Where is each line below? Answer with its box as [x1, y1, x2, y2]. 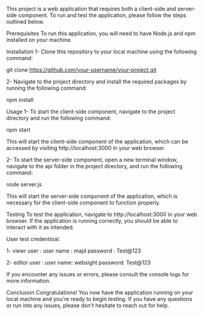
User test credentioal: [6, 235, 61, 242]
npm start [6, 126, 31, 133]
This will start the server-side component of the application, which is [6, 192, 178, 200]
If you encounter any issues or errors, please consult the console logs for [6, 271, 190, 278]
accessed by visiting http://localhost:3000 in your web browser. [6, 144, 165, 151]
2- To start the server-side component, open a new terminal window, [6, 156, 178, 163]
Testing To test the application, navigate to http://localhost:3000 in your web [6, 211, 198, 218]
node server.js [6, 181, 42, 188]
